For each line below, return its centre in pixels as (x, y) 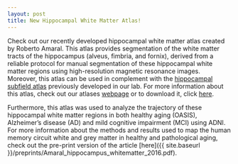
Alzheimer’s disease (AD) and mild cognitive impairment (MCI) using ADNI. (117, 122)
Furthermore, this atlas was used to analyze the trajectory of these (105, 107)
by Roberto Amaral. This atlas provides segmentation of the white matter (114, 48)
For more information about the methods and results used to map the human (119, 130)
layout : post (27, 14)
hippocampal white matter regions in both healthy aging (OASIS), (102, 115)
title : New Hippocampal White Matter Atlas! (74, 21)
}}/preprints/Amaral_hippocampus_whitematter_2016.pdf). (92, 153)
